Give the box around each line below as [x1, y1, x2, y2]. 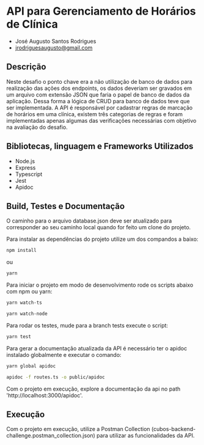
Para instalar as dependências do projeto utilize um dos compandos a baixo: [6, 235, 199, 243]
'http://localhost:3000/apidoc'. [6, 391, 84, 399]
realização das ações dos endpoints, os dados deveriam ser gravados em [6, 84, 192, 92]
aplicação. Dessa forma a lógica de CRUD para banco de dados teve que [6, 97, 191, 105]
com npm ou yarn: [6, 288, 53, 295]
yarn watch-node [6, 311, 48, 317]
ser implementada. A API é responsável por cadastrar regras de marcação [6, 104, 193, 111]
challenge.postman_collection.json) [6, 432, 96, 439]
